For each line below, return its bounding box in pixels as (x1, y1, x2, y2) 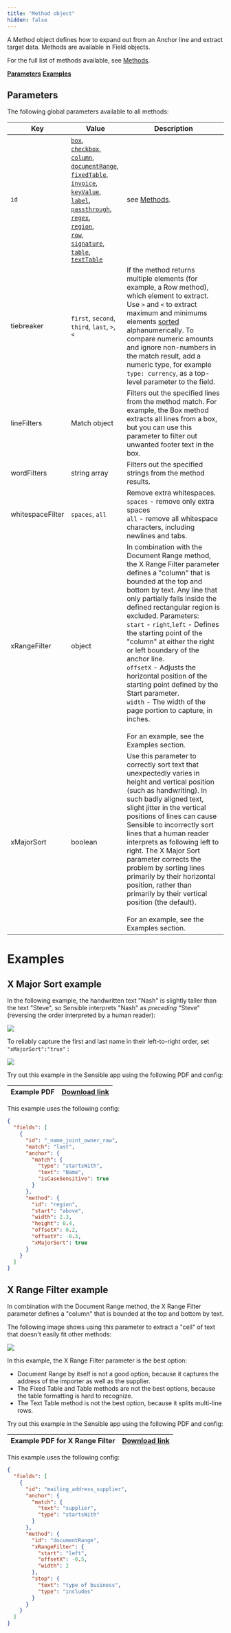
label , (71, 195, 91, 205)
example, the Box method (126, 405, 209, 415)
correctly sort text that (126, 760, 199, 769)
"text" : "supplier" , (37, 1505, 97, 1512)
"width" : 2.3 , (32, 1214, 72, 1221)
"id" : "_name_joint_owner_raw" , (25, 1137, 118, 1144)
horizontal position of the (126, 672, 208, 681)
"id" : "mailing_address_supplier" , (25, 1486, 128, 1493)
